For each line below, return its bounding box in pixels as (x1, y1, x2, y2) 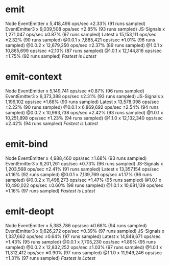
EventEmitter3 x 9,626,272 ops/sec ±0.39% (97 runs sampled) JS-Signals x (5, 228, 165, 234)
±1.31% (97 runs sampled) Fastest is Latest (5, 255, 96, 261)
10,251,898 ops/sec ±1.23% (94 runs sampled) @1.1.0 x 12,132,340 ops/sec (5, 115, 163, 121)
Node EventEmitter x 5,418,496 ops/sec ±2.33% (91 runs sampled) (5, 20, 146, 27)
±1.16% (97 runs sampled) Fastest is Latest (5, 187, 95, 194)
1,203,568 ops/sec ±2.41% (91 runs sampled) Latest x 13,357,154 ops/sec (5, 166, 159, 172)
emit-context (5, 71, 62, 83)
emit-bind (5, 138, 48, 150)
